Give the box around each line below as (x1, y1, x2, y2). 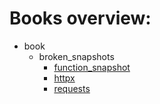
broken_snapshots (38, 50, 115, 62)
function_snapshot (53, 61, 131, 73)
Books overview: (9, 7, 152, 30)
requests (53, 82, 91, 94)
